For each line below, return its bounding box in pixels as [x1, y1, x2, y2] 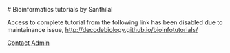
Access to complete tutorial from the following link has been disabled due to [7, 18, 223, 26]
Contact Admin [7, 39, 50, 47]
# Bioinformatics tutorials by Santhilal [7, 5, 113, 13]
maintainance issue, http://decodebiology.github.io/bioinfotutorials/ [7, 26, 198, 33]
